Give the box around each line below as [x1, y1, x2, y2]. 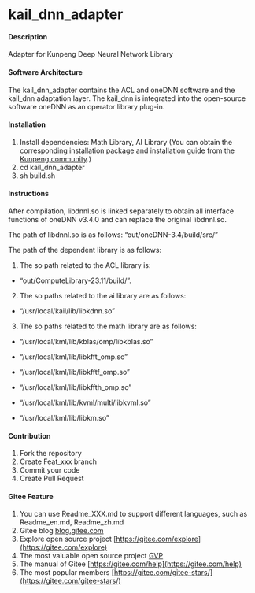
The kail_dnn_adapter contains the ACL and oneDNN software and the [8, 85, 235, 95]
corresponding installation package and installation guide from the [19, 146, 235, 155]
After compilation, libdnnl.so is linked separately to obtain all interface [8, 206, 235, 216]
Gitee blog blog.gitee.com [19, 526, 104, 536]
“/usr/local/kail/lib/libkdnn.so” [19, 306, 116, 316]
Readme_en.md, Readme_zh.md [19, 517, 124, 527]
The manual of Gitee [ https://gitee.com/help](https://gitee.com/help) [19, 559, 242, 569]
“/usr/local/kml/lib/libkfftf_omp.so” [19, 368, 131, 376]
